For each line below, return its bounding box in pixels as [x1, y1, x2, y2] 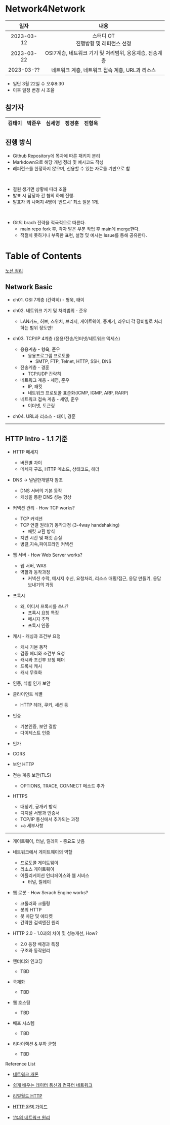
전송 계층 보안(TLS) [12, 772, 52, 778]
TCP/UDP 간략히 [27, 371, 62, 377]
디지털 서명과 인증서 [20, 810, 60, 816]
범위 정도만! [29, 325, 53, 331]
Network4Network [5, 3, 86, 15]
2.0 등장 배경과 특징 [20, 941, 60, 947]
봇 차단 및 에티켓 [20, 913, 53, 919]
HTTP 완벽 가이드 [12, 1104, 48, 1110]
